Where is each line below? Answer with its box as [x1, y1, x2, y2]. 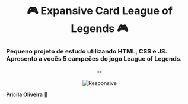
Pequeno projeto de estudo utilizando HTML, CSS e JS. [6, 48, 167, 56]
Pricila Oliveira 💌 [6, 91, 48, 98]
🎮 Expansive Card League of [26, 4, 173, 18]
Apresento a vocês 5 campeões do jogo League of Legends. [6, 55, 183, 63]
